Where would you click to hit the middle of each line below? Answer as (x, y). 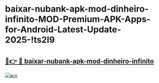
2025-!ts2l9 (30, 40)
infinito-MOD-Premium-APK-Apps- (78, 19)
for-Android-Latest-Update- (63, 30)
